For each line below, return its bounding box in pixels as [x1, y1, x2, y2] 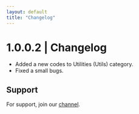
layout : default [6, 8, 47, 15]
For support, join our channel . [6, 101, 81, 108]
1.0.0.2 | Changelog [6, 41, 107, 55]
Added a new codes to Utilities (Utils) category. [15, 61, 134, 68]
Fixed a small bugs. [15, 67, 64, 75]
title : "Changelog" [6, 15, 56, 21]
